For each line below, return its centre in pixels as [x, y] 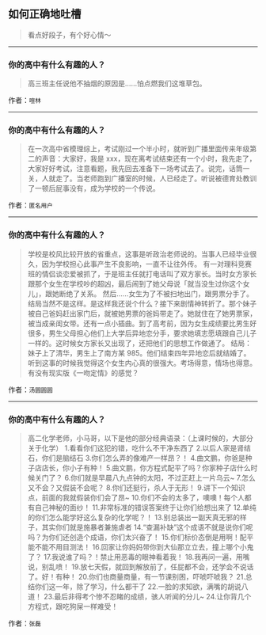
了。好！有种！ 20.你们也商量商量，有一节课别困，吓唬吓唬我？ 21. [136, 577]
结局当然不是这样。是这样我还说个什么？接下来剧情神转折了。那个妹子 [142, 303]
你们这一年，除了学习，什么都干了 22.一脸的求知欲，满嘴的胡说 [138, 587]
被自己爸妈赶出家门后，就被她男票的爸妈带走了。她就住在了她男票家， [142, 313]
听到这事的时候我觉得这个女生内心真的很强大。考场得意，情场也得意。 [142, 363]
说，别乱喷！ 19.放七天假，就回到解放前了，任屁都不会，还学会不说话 [141, 567]
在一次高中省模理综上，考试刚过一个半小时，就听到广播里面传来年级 [139, 149]
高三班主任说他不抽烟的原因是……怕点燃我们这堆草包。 [117, 84]
